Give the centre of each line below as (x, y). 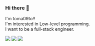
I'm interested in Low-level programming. (47, 24)
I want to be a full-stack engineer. (40, 29)
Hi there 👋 (17, 8)
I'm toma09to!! (20, 19)
